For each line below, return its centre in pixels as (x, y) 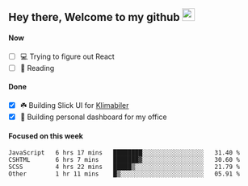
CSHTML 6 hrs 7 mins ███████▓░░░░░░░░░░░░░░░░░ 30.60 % (124, 160)
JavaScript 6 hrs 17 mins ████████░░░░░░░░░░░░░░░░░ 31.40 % (124, 153)
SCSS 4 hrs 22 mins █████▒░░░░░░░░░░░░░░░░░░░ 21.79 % (124, 167)
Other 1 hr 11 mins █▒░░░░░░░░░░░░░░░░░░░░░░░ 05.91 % (124, 174)
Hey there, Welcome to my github (94, 17)
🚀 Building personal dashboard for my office (93, 117)
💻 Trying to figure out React (67, 56)
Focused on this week (46, 136)
